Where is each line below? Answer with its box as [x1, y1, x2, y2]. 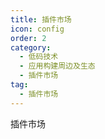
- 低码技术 [19, 52, 59, 62]
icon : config [10, 24, 65, 34]
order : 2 [10, 33, 47, 43]
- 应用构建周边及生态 [19, 61, 96, 71]
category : [10, 42, 52, 53]
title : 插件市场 [10, 14, 72, 25]
